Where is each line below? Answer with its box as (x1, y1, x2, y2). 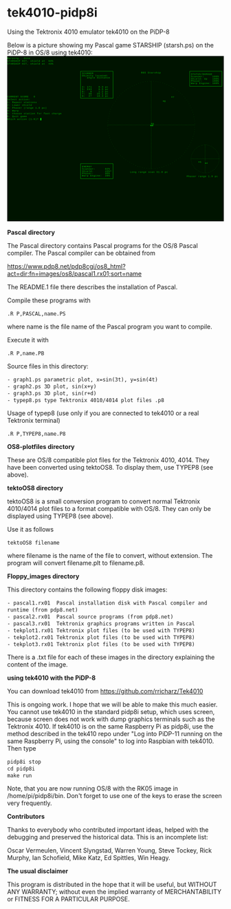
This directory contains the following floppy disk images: (7, 585, 168, 594)
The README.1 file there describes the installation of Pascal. (7, 282, 178, 291)
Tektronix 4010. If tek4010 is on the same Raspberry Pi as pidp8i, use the (7, 722, 214, 731)
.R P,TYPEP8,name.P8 (7, 430, 67, 437)
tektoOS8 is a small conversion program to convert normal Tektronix (7, 497, 201, 505)
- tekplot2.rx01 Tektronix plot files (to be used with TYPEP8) (7, 634, 195, 641)
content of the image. (7, 660, 68, 669)
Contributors (7, 812, 45, 820)
